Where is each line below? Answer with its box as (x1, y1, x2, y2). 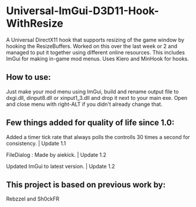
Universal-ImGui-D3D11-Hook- (6, 4, 159, 18)
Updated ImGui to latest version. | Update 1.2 (6, 163, 115, 170)
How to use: (6, 72, 51, 82)
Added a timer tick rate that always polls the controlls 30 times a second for (6, 133, 190, 140)
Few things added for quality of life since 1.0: (6, 118, 175, 128)
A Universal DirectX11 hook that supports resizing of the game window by (6, 36, 185, 43)
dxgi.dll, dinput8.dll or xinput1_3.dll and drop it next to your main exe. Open (6, 94, 188, 101)
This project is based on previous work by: (6, 179, 166, 190)
